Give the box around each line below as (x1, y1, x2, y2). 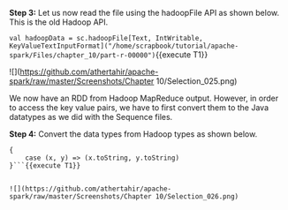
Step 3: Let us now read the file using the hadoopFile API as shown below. (9, 8, 280, 18)
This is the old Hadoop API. (9, 17, 109, 27)
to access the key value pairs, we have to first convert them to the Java (9, 102, 269, 113)
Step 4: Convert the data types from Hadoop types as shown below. (9, 129, 258, 139)
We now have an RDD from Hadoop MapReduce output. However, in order (9, 93, 279, 103)
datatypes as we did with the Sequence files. (9, 112, 173, 122)
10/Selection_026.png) (155, 192, 239, 201)
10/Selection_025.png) (155, 76, 238, 86)
